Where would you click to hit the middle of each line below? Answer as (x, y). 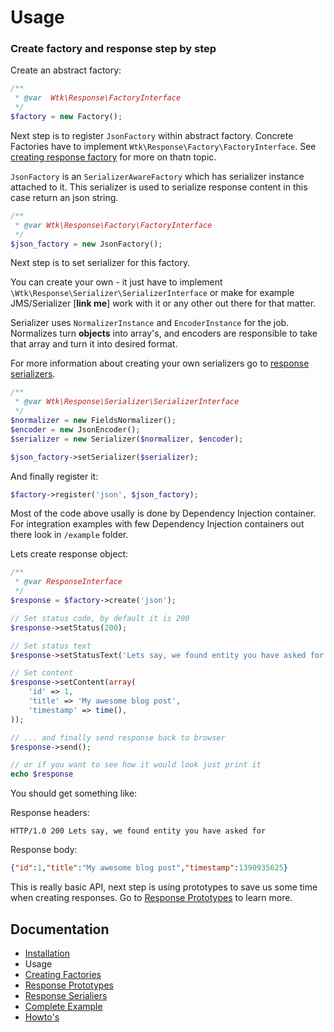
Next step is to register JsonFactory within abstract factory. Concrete (152, 135)
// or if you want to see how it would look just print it (136, 765)
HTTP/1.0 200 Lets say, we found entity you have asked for (138, 831)
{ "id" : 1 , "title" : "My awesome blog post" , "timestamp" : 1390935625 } (149, 868)
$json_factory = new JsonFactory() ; (86, 244)
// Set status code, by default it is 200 (100, 618)
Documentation (60, 929)
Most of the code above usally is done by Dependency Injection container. (163, 513)
